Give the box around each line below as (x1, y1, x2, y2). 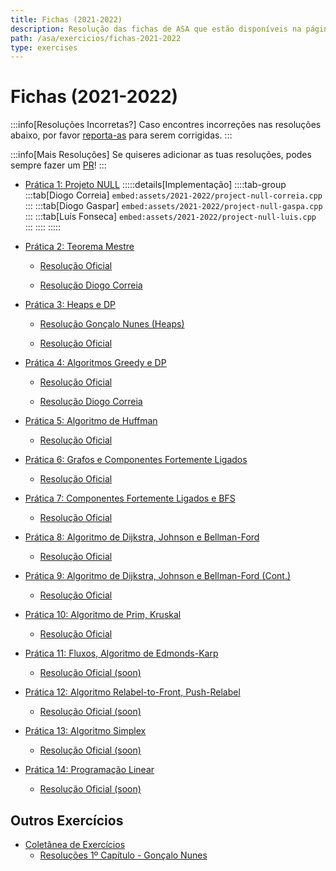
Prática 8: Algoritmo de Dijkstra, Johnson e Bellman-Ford (24, 531, 260, 543)
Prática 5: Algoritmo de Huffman (24, 415, 158, 427)
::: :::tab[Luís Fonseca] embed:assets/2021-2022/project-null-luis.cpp (24, 211, 317, 223)
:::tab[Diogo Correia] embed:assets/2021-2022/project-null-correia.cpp (24, 189, 323, 201)
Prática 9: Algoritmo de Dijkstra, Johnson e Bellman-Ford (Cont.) (24, 570, 292, 582)
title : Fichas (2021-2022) (10, 14, 123, 25)
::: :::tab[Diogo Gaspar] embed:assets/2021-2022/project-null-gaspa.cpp (24, 200, 323, 212)
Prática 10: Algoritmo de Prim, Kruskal (24, 609, 182, 621)
